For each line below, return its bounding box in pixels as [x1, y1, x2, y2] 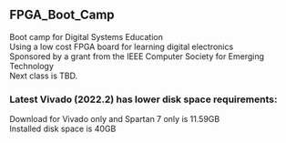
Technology [9, 60, 55, 71]
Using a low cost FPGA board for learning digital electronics [9, 41, 234, 52]
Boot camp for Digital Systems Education [9, 31, 164, 42]
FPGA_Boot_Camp [9, 7, 116, 23]
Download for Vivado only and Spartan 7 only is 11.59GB [9, 114, 220, 125]
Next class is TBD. [9, 70, 78, 81]
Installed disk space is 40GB [9, 123, 117, 135]
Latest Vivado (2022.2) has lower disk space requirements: [9, 93, 278, 106]
